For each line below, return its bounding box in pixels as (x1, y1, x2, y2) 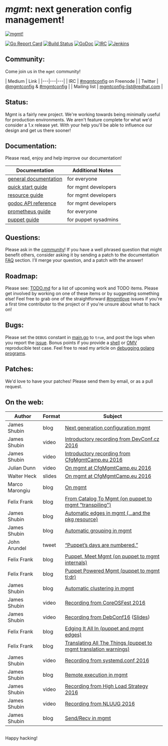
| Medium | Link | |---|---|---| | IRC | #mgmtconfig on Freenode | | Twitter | (5, 78, 158, 84)
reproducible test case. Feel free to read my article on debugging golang (5, 345, 155, 351)
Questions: (5, 233, 40, 242)
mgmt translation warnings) (64, 646, 130, 653)
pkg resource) (64, 516, 98, 523)
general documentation (7, 176, 62, 183)
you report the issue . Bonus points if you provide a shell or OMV (5, 340, 137, 346)
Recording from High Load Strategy (64, 683, 148, 690)
